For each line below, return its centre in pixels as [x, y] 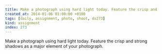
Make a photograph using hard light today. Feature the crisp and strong [76, 41]
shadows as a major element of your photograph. [54, 46]
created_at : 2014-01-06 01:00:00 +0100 [45, 14]
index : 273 [16, 27]
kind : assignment [23, 23]
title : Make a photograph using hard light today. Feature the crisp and [81, 9]
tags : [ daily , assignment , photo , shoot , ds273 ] [55, 18]
